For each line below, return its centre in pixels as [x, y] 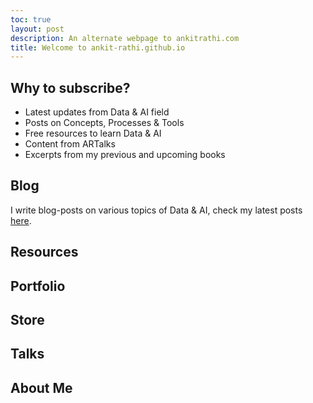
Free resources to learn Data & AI [93, 133]
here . [21, 220]
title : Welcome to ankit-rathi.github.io [98, 47]
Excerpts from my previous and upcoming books [125, 155]
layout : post [37, 29]
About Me [41, 387]
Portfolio [38, 286]
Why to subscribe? [70, 87]
